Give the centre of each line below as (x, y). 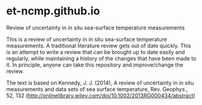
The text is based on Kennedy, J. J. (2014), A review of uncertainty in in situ (100, 83)
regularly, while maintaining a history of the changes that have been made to (101, 58)
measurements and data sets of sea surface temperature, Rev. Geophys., (97, 89)
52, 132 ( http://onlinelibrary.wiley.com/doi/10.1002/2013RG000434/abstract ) (101, 95)
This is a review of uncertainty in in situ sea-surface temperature (87, 39)
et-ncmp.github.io (53, 11)
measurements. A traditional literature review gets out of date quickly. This (99, 46)
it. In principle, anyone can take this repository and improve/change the (95, 65)
